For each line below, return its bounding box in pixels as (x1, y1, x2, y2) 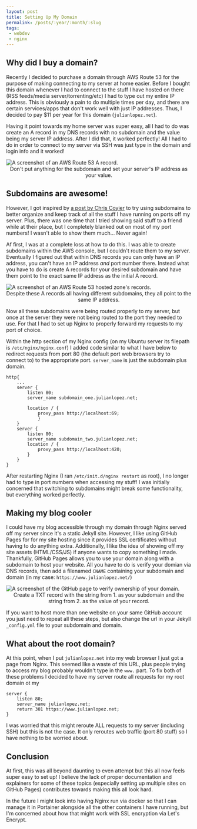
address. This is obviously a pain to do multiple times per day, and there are (6, 98, 189, 106)
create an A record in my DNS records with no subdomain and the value (6, 129, 181, 136)
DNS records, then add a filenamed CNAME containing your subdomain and (6, 567, 184, 575)
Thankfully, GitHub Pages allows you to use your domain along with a (6, 555, 174, 562)
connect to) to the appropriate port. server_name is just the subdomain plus (6, 356, 187, 363)
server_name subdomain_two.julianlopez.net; (27, 436, 138, 442)
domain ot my (6, 679, 39, 687)
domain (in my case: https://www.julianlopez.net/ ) (6, 574, 132, 581)
